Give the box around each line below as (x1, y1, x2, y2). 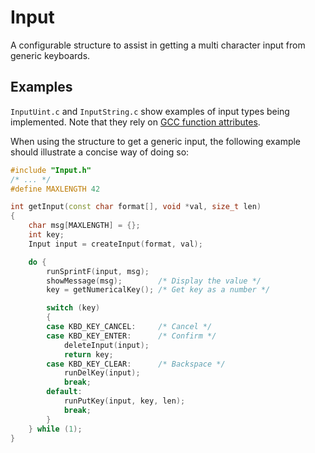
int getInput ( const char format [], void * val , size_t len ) (10, 202, 262, 212)
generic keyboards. (10, 49, 91, 61)
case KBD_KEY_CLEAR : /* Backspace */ (46, 359, 226, 369)
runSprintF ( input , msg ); (46, 266, 150, 276)
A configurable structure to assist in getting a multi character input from (10, 39, 306, 51)
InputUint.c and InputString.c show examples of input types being (10, 105, 290, 117)
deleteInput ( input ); (63, 340, 150, 350)
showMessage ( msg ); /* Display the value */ (46, 276, 262, 286)
